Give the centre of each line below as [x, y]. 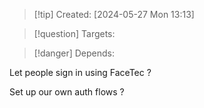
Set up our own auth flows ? [67, 92]
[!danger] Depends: [74, 53]
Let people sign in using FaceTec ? [80, 72]
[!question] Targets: [74, 33]
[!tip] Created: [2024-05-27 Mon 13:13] [114, 14]
